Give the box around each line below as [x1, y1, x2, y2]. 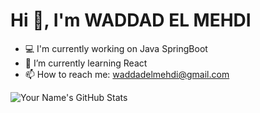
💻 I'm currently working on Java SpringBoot [24, 42, 208, 54]
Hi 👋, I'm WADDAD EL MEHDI [10, 9, 252, 32]
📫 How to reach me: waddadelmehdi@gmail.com [24, 68, 230, 80]
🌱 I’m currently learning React [24, 57, 148, 69]
